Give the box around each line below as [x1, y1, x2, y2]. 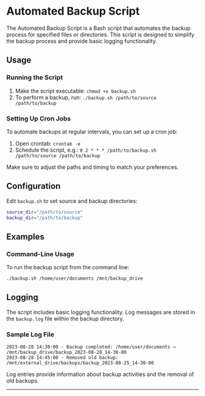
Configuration [6, 181, 61, 191]
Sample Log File [6, 330, 55, 339]
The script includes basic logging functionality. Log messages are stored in [6, 308, 195, 316]
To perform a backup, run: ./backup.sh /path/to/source [15, 93, 157, 101]
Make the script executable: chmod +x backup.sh [15, 87, 136, 94]
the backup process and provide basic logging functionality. [6, 37, 157, 44]
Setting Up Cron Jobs [6, 114, 71, 122]
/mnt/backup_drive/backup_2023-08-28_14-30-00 [6, 349, 127, 356]
